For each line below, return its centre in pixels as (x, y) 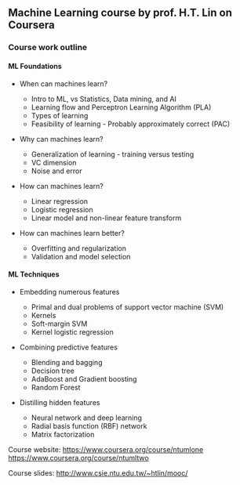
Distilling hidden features (60, 402)
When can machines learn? (64, 83)
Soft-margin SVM (59, 324)
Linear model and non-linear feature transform (106, 218)
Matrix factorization (63, 434)
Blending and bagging (67, 362)
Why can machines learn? (61, 139)
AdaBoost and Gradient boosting (84, 378)
